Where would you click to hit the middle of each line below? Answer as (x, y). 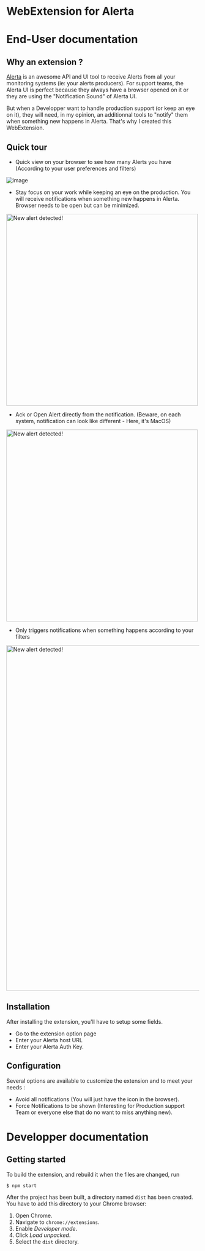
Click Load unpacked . (43, 1235)
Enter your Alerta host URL (49, 1040)
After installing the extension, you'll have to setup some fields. (85, 1021)
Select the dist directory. (47, 1241)
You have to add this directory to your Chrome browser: (76, 1203)
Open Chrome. (34, 1215)
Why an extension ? (45, 62)
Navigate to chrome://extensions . (57, 1222)
